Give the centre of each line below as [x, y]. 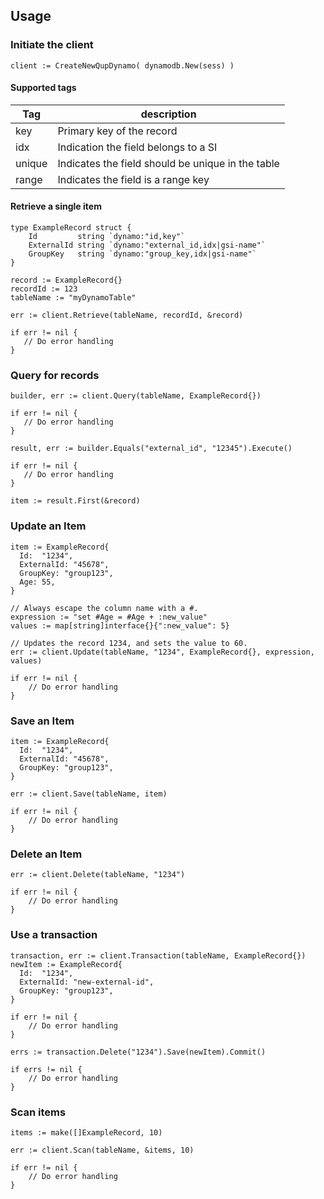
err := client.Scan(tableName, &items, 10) [102, 1150]
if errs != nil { [46, 1069]
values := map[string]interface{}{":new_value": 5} [120, 625]
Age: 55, [37, 582]
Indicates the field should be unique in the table [168, 163]
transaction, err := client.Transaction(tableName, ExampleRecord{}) [158, 955]
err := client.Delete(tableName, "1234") [98, 875]
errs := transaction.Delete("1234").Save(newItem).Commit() [138, 1052]
